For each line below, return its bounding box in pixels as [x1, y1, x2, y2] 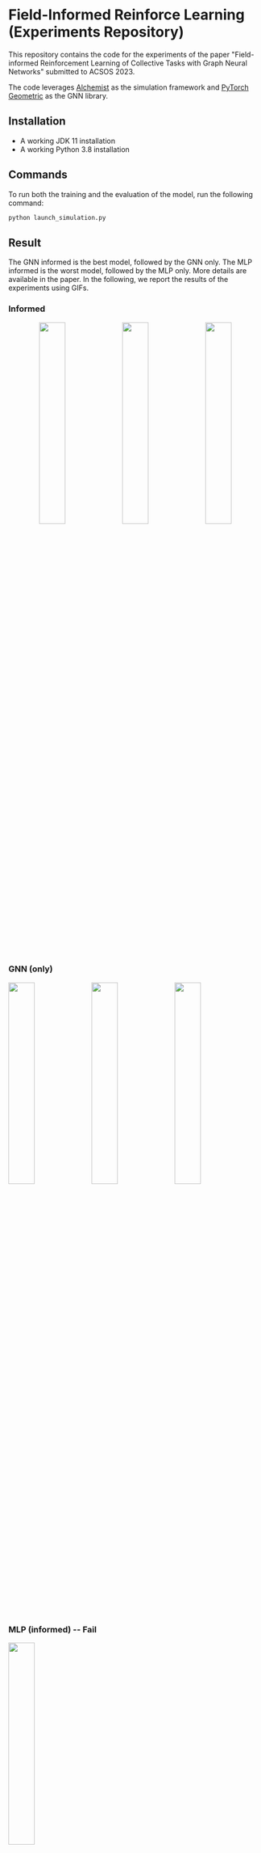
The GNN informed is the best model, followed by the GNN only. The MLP [8, 257, 252, 267]
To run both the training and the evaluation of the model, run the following [8, 189, 254, 199]
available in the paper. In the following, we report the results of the [8, 275, 229, 284]
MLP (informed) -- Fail [8, 1623, 97, 1635]
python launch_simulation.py [8, 213, 106, 221]
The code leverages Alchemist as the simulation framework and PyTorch [8, 82, 249, 92]
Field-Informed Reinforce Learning [8, 6, 245, 24]
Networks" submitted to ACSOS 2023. [8, 66, 135, 76]
